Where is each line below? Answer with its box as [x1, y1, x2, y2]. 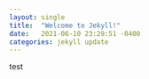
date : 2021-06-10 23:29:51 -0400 [9, 29, 141, 38]
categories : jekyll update [9, 37, 109, 47]
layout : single [9, 12, 66, 22]
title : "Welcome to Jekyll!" [9, 21, 122, 30]
